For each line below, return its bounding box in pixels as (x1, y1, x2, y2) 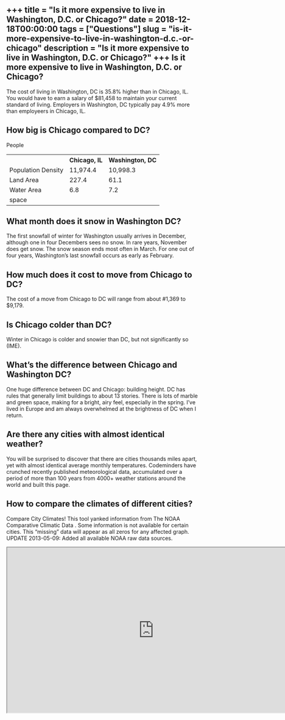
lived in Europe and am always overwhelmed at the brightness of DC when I (6, 405, 197, 412)
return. (6, 412, 23, 419)
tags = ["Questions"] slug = (59, 24, 167, 34)
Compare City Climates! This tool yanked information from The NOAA (6, 515, 181, 522)
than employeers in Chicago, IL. (6, 107, 86, 115)
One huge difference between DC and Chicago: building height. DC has (6, 385, 186, 393)
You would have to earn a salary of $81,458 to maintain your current (6, 94, 177, 101)
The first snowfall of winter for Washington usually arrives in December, (6, 232, 186, 240)
